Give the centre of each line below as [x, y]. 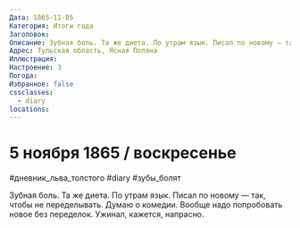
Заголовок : [29, 34]
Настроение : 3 [36, 68]
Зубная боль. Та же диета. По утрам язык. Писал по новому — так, [137, 195]
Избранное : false [42, 84]
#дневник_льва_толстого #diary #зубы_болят [95, 178]
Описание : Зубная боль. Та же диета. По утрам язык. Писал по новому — [145, 42]
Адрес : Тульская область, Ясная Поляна [83, 51]
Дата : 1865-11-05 [42, 17]
